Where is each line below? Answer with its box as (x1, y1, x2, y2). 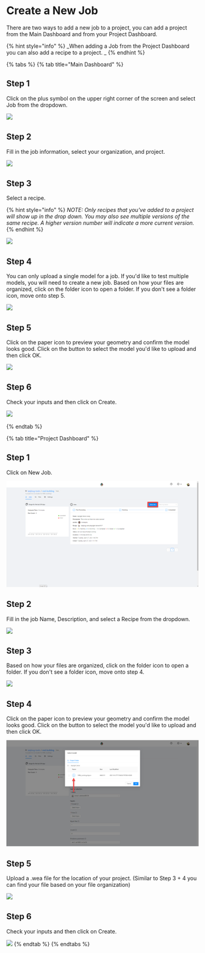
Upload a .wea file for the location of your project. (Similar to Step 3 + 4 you (6, 875, 197, 882)
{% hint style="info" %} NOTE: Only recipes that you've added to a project (6, 206, 194, 214)
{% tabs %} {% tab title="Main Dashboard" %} (6, 61, 124, 68)
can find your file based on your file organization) (6, 881, 131, 889)
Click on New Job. (6, 469, 53, 476)
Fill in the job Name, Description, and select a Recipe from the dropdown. (6, 615, 190, 622)
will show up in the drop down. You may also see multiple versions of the (6, 213, 190, 220)
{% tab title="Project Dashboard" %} (6, 434, 99, 442)
